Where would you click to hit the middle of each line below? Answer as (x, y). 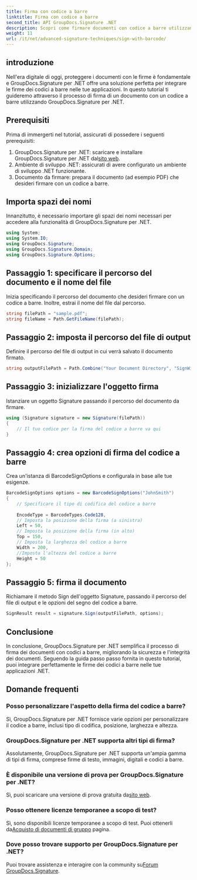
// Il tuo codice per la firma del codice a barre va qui (89, 429)
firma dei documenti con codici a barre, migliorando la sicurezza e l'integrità (98, 652)
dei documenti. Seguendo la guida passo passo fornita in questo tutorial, (94, 658)
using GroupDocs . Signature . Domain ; (50, 250)
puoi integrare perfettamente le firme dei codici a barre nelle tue (84, 664)
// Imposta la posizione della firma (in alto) (76, 531)
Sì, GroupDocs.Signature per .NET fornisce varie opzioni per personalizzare (97, 719)
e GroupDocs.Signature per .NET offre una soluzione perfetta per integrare (96, 83)
